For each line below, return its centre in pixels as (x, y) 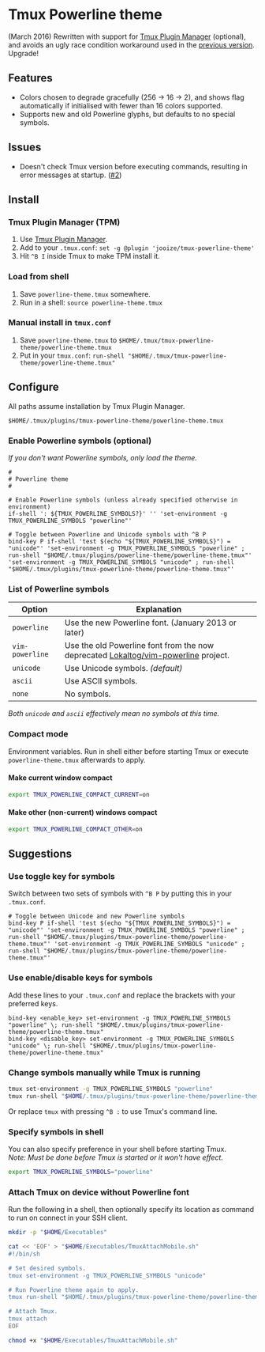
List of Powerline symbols (59, 589)
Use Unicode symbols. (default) (123, 668)
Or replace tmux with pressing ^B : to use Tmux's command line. (113, 1111)
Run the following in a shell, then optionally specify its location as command (131, 1210)
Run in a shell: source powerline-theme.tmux (91, 302)
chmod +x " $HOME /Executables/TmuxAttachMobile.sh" (93, 1340)
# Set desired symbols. (47, 1268)
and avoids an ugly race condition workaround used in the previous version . (131, 44)
